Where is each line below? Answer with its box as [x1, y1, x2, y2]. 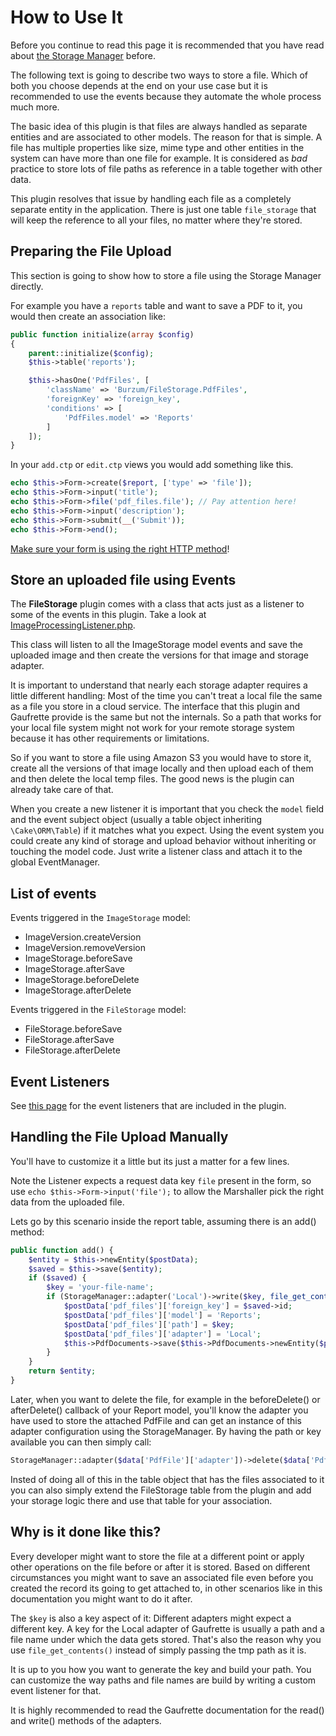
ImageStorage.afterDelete [24, 984, 132, 996]
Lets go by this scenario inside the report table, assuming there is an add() [10, 1215, 317, 1227]
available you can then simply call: [10, 1436, 152, 1448]
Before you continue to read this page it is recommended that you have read [10, 39, 325, 51]
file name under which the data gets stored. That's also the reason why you [10, 1633, 322, 1645]
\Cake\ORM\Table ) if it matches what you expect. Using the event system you [10, 824, 325, 836]
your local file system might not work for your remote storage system [10, 722, 295, 734]
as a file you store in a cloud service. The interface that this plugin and [10, 701, 301, 713]
